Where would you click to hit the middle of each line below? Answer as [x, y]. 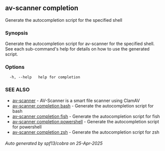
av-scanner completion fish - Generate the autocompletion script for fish [86, 116]
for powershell [27, 127]
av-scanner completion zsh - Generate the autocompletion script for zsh [86, 132]
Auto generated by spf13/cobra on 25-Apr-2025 [54, 144]
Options [15, 67]
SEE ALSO [17, 90]
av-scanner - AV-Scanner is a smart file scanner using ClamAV [76, 101]
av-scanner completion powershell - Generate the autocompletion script [85, 121]
